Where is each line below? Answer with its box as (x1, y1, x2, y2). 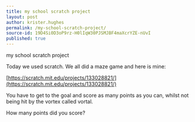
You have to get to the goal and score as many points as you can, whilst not (6, 92, 189, 99)
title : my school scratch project (6, 8, 91, 15)
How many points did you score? (6, 109, 86, 116)
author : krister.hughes (6, 19, 65, 25)
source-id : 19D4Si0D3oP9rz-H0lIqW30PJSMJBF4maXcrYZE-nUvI (6, 30, 151, 36)
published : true (6, 36, 46, 41)
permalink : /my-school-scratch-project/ (6, 25, 107, 31)
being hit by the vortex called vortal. (6, 98, 93, 105)
